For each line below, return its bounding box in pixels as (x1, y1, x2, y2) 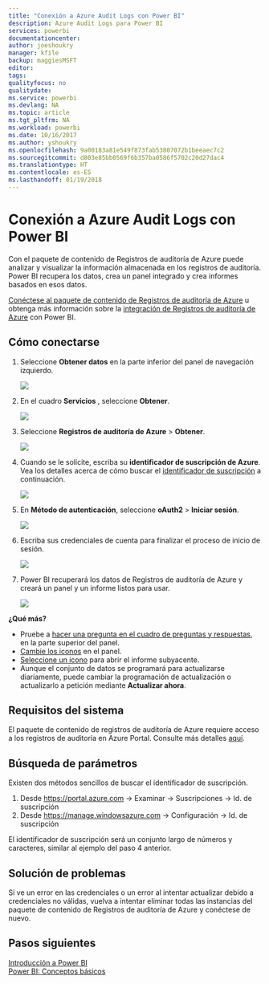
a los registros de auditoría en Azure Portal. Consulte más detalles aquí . (8, 734, 245, 743)
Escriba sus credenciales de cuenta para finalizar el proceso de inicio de (19, 535, 261, 545)
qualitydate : (8, 86, 52, 95)
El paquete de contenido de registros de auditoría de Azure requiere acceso (8, 725, 259, 734)
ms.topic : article (8, 109, 70, 117)
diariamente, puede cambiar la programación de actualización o (19, 672, 231, 681)
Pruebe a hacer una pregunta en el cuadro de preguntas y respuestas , (19, 629, 253, 639)
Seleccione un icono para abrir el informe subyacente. (19, 655, 200, 665)
